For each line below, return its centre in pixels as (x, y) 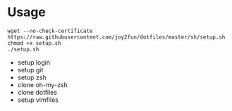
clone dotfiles (37, 92)
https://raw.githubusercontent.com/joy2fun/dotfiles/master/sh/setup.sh (116, 37)
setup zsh (32, 77)
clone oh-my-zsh (43, 84)
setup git (30, 70)
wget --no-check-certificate (50, 31)
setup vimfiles (38, 100)
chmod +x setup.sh (34, 43)
